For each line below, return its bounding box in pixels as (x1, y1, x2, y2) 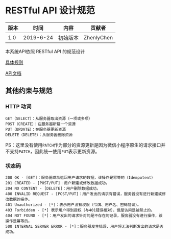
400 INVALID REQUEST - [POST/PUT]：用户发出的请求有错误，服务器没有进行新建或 (5, 191, 162, 197)
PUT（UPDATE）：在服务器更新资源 (5, 127, 66, 132)
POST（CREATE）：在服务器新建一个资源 (5, 121, 76, 127)
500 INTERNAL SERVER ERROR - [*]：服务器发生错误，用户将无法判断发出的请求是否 (5, 224, 164, 229)
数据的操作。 (9, 197, 32, 202)
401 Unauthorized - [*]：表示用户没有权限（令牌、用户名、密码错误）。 (5, 202, 141, 207)
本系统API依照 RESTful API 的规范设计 (5, 48, 85, 54)
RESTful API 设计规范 (5, 5, 95, 16)
